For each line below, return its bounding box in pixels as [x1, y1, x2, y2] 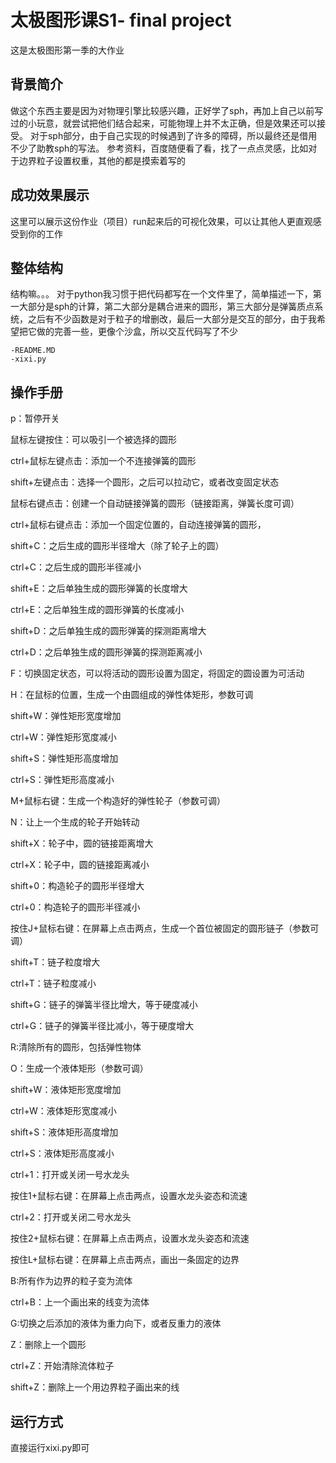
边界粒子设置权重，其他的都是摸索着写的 [18, 154, 186, 166]
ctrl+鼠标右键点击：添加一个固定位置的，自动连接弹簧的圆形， [10, 519, 267, 531]
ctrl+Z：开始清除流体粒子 [10, 1360, 115, 1372]
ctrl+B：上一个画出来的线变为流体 [10, 1296, 150, 1308]
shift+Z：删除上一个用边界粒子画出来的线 [10, 1381, 180, 1393]
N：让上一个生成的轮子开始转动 [10, 816, 140, 828]
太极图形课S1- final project [10, 9, 232, 32]
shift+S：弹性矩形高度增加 [10, 752, 119, 765]
